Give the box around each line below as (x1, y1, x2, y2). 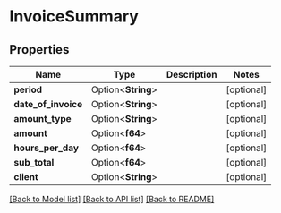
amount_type (13, 113, 72, 124)
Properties (9, 42, 70, 57)
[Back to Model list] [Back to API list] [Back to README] (9, 194, 215, 204)
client (13, 171, 38, 183)
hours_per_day (13, 141, 79, 154)
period (13, 83, 43, 96)
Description (166, 69, 217, 81)
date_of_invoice (13, 98, 83, 110)
